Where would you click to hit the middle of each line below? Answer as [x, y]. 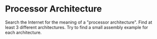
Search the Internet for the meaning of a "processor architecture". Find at [79, 22]
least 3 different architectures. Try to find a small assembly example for [77, 27]
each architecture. [23, 32]
